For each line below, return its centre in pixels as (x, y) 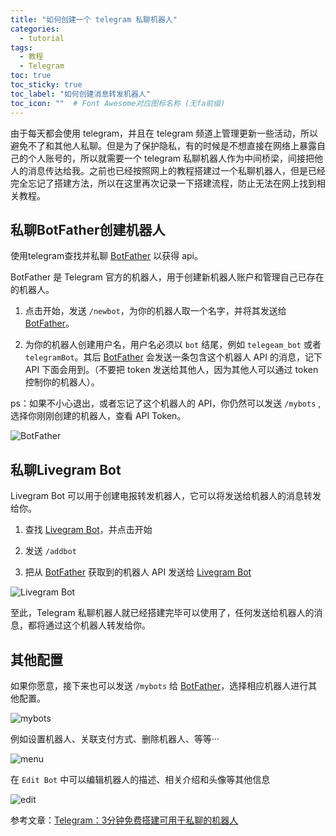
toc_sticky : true (46, 85)
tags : (21, 47)
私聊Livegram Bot (66, 469)
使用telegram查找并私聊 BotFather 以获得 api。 (106, 256)
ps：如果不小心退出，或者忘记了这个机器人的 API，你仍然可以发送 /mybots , (166, 403)
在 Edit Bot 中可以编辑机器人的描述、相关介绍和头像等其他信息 (140, 779)
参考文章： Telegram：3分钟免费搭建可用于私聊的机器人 (124, 820)
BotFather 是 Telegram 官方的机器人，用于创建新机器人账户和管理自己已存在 (167, 277)
